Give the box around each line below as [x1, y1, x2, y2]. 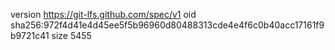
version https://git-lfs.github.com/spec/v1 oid [10, 9, 197, 20]
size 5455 [51, 30, 92, 41]
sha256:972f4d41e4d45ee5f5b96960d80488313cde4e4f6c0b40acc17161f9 [10, 19, 325, 31]
